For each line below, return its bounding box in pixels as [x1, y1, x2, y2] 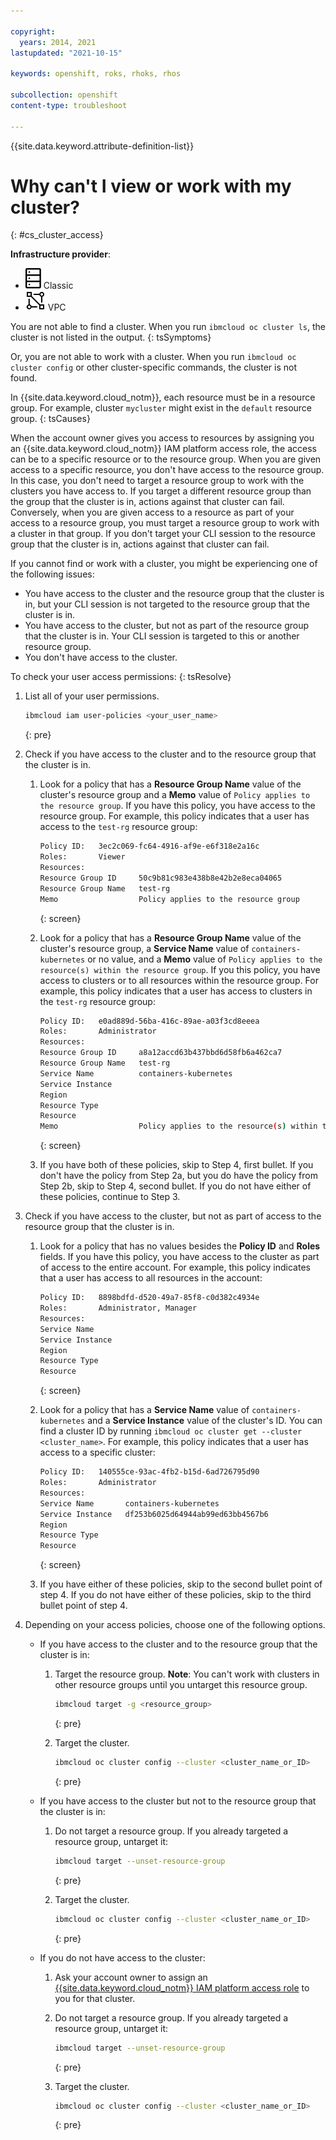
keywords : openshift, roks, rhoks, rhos [10, 69, 182, 79]
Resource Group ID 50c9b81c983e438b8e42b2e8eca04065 [39, 873, 283, 883]
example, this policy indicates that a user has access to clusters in [39, 985, 313, 997]
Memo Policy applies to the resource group [39, 894, 300, 904]
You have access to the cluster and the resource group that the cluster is [24, 588, 325, 600]
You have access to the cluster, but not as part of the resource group [24, 620, 310, 632]
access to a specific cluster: [39, 1446, 156, 1459]
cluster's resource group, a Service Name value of [39, 942, 250, 954]
